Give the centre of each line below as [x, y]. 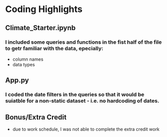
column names [28, 59]
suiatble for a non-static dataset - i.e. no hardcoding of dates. [82, 101]
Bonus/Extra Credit [36, 117]
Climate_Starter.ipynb [40, 28]
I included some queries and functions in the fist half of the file [84, 42]
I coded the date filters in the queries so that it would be [75, 95]
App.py [17, 81]
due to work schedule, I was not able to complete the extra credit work [86, 129]
